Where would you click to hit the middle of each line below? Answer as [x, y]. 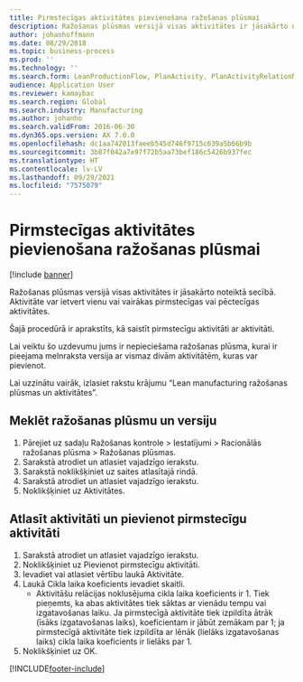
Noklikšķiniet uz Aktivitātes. [73, 490]
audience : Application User [62, 85]
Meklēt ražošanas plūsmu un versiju [113, 421]
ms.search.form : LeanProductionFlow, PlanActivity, [108, 77]
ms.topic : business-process [62, 51]
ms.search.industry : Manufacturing [76, 110]
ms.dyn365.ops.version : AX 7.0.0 [72, 135]
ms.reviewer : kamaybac [52, 93]
